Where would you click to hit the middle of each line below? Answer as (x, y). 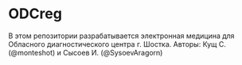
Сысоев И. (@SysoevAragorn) (113, 52)
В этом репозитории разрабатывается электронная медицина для (121, 36)
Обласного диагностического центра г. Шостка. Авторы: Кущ (113, 44)
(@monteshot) (32, 52)
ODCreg (35, 14)
